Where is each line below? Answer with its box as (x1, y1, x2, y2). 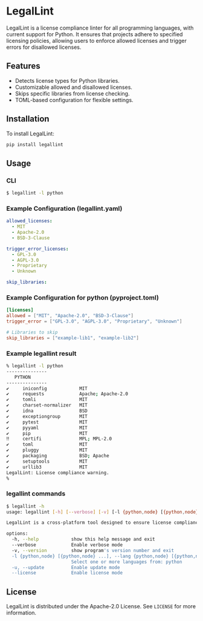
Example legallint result (6, 349, 77, 358)
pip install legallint (6, 141, 63, 147)
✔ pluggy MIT (6, 447, 88, 454)
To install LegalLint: (6, 130, 54, 137)
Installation (6, 114, 50, 124)
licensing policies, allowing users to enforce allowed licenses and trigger (6, 37, 187, 44)
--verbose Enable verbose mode (11, 542, 123, 548)
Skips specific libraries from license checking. (14, 89, 130, 97)
